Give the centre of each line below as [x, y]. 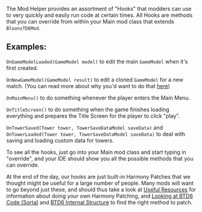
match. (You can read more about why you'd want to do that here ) [88, 86]
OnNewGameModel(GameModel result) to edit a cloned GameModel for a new [95, 79]
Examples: [27, 47]
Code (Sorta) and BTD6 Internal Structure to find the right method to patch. [99, 202]
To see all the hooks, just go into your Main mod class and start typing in [96, 152]
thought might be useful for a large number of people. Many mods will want [100, 183]
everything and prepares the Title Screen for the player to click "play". [93, 116]
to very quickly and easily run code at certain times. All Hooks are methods [99, 15]
